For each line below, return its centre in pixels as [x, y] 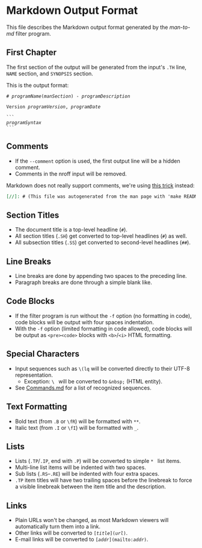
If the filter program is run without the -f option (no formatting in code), [103, 316]
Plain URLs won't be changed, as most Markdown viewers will [92, 520]
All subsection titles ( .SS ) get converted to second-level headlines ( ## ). [103, 242]
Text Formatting [37, 407]
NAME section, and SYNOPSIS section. [50, 74]
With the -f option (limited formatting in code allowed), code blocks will [103, 329]
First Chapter [32, 53]
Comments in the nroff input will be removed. [71, 174]
